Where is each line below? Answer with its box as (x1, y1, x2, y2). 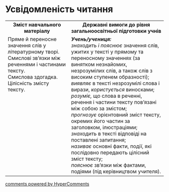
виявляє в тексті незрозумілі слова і (71, 80, 160, 87)
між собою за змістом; (71, 105, 127, 112)
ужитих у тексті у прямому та (71, 48, 144, 55)
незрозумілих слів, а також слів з (71, 67, 153, 74)
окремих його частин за (71, 117, 130, 124)
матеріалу (24, 27, 50, 34)
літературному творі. (8, 48, 59, 55)
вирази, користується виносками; (71, 86, 155, 93)
